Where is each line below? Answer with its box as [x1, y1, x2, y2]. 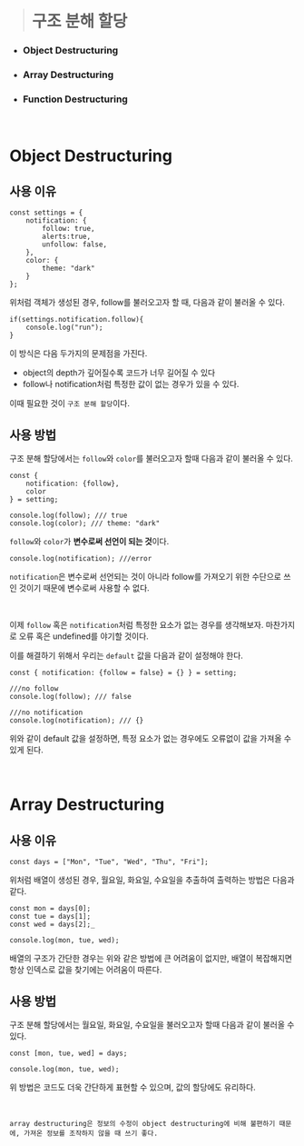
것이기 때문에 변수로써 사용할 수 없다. [18, 583, 150, 593]
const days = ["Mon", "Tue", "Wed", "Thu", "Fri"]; [9, 858, 209, 867]
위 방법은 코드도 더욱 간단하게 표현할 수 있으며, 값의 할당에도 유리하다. [9, 1081, 256, 1092]
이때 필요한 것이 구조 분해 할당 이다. [9, 398, 130, 409]
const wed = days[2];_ [9, 920, 95, 930]
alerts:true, [42, 232, 92, 242]
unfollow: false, [42, 240, 107, 249]
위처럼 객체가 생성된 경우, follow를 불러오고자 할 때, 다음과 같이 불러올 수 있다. [9, 297, 286, 308]
